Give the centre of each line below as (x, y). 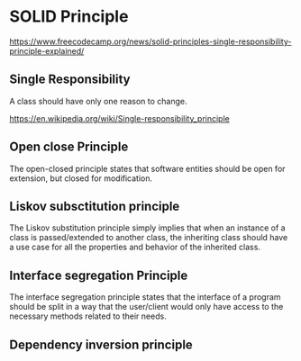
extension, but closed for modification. (81, 178)
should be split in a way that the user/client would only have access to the (146, 307)
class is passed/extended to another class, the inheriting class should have (149, 238)
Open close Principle (69, 147)
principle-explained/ (47, 50)
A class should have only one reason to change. (98, 101)
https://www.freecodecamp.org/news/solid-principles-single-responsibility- (150, 41)
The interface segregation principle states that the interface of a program (145, 297)
